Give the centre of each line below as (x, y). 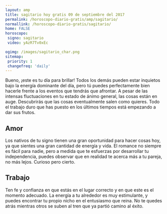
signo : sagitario (25, 38)
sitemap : (14, 57)
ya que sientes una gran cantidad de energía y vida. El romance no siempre (83, 146)
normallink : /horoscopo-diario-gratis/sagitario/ (58, 24)
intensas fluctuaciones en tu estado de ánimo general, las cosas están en (81, 96)
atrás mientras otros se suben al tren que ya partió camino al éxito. (74, 206)
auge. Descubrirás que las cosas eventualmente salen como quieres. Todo (82, 102)
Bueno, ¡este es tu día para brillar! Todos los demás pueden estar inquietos (83, 80)
